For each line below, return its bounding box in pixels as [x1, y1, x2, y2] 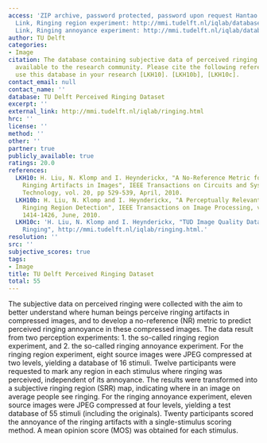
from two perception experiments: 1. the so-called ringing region [8, 333, 219, 342]
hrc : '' [8, 115, 34, 123]
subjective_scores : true [8, 248, 91, 256]
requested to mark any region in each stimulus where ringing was [8, 367, 222, 376]
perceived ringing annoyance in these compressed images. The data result [8, 325, 253, 334]
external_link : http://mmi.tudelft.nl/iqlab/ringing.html [8, 108, 204, 116]
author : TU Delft [8, 33, 66, 42]
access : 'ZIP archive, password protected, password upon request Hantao [8, 11, 258, 20]
